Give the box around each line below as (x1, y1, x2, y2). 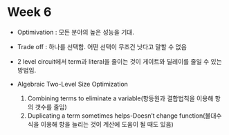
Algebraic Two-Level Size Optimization (17, 80, 128, 88)
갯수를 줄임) (35, 102, 67, 111)
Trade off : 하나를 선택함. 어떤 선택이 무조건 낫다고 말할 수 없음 (17, 42, 187, 51)
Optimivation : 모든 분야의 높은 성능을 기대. (17, 28, 135, 36)
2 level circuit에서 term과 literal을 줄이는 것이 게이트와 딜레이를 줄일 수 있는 (17, 57, 223, 66)
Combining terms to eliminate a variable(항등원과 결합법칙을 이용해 (27, 94, 214, 102)
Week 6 (7, 4, 52, 20)
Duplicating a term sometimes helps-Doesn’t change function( (27, 111, 205, 120)
